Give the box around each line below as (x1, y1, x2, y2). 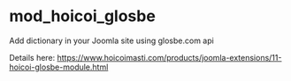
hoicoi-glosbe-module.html (9, 62, 109, 72)
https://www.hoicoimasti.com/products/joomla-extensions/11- (57, 52, 282, 63)
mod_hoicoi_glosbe (9, 6, 157, 26)
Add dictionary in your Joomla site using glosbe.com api (9, 35, 214, 46)
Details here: (9, 52, 56, 63)
